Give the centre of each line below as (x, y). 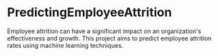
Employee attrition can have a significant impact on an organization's (104, 31)
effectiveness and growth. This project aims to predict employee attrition (109, 38)
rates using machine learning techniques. (65, 45)
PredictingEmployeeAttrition (90, 12)
